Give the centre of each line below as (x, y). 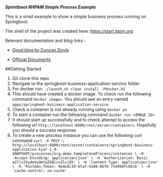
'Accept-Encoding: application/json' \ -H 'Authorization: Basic (80, 158)
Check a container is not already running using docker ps (70, 109)
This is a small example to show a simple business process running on (76, 16)
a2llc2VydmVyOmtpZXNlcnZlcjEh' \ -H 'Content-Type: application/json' (85, 162)
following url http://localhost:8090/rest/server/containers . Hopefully (84, 125)
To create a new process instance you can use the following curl (77, 135)
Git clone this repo (31, 78)
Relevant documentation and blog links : (45, 40)
